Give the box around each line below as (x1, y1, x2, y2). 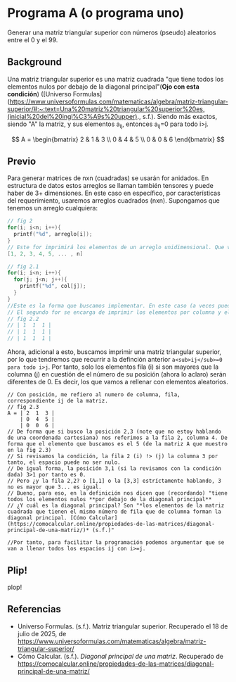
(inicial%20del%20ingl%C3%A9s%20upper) (7, 112, 138, 120)
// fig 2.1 (7, 263, 39, 270)
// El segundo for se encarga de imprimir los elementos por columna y (7, 308, 221, 316)
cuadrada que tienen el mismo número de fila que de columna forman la (7, 508, 221, 515)
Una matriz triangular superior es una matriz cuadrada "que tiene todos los (7, 75, 224, 83)
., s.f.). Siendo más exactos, (136, 112, 218, 120)
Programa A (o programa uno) (7, 5, 185, 21)
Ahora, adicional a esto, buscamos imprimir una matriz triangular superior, (7, 348, 222, 356)
